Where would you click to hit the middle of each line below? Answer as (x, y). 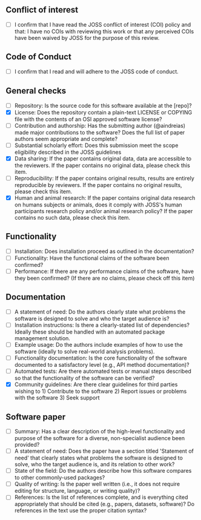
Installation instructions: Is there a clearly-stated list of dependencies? (102, 325)
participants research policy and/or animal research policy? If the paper (104, 211)
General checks (36, 91)
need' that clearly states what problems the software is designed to (98, 458)
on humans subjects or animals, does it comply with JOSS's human (98, 205)
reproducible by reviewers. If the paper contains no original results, (98, 185)
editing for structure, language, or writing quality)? (77, 491)
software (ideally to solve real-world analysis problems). (84, 351)
